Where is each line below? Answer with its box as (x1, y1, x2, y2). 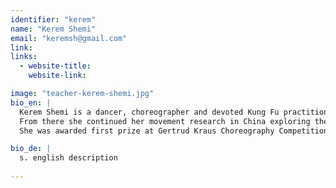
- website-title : (19, 61, 92, 71)
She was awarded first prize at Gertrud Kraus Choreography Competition (19, 126, 329, 136)
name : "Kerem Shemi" (10, 24, 97, 34)
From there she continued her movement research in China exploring (19, 116, 311, 126)
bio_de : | (10, 144, 52, 154)
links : (10, 52, 38, 62)
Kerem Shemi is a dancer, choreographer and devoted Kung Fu (19, 107, 280, 117)
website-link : (28, 71, 87, 81)
